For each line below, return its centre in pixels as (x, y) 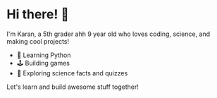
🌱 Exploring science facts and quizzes (72, 73)
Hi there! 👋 (38, 14)
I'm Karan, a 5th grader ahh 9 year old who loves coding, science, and (108, 34)
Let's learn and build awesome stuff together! (73, 87)
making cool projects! (38, 41)
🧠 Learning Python (44, 55)
